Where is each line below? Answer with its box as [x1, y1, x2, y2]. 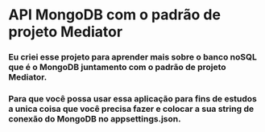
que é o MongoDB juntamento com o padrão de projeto [8, 62, 227, 73]
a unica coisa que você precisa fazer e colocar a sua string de [8, 103, 255, 114]
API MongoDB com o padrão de [8, 6, 222, 24]
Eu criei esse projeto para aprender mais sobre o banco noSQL [8, 52, 258, 63]
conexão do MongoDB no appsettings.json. [8, 113, 181, 125]
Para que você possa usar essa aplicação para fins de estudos [8, 93, 258, 105]
